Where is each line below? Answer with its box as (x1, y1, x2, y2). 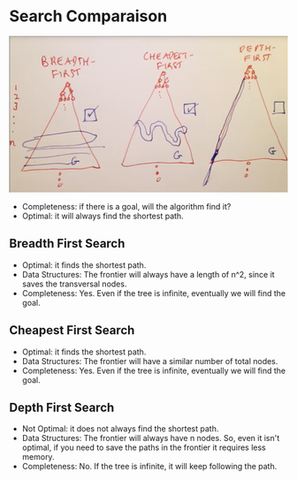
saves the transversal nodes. (21, 278, 127, 289)
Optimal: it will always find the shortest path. (21, 210, 184, 221)
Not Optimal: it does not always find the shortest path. (21, 423, 219, 434)
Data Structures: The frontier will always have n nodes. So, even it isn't (21, 433, 280, 444)
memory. (21, 452, 55, 462)
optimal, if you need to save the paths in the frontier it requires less (21, 442, 267, 453)
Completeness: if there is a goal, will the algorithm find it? (21, 201, 232, 211)
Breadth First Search (9, 236, 126, 251)
